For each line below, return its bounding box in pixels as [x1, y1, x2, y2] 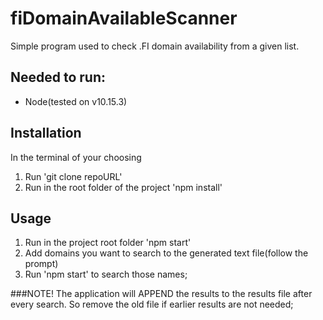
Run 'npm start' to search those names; [24, 268, 188, 281]
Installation [10, 125, 82, 142]
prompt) [24, 258, 59, 270]
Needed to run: [10, 69, 107, 86]
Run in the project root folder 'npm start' [24, 237, 192, 249]
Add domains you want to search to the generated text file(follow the [24, 247, 309, 259]
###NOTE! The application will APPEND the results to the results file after [10, 288, 313, 300]
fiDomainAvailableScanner [10, 7, 238, 30]
